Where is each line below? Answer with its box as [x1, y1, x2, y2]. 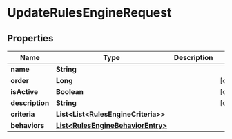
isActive [10, 87, 39, 96]
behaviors [10, 121, 45, 130]
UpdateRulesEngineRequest [7, 5, 172, 21]
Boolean [55, 87, 84, 96]
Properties [7, 33, 54, 44]
